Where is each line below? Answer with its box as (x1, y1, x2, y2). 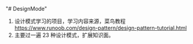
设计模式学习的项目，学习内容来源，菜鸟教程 (14, 17, 126, 25)
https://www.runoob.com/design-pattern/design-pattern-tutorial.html (14, 24, 188, 31)
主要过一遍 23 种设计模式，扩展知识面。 (14, 31, 114, 39)
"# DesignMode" (5, 5, 48, 12)
